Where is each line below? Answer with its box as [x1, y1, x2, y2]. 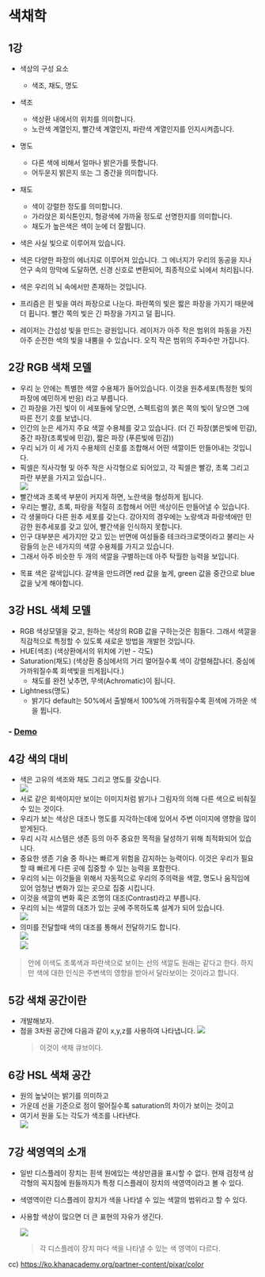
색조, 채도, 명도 [31, 81, 78, 90]
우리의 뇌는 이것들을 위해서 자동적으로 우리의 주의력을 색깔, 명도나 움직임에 [19, 873, 251, 883]
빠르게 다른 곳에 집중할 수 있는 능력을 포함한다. [36, 864, 180, 873]
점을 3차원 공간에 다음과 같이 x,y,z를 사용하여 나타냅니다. [19, 1026, 196, 1036]
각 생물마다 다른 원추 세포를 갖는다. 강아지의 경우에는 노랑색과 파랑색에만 [19, 512, 244, 521]
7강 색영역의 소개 [8, 1145, 87, 1159]
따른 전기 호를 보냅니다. [19, 413, 93, 423]
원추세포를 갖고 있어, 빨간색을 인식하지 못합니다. [34, 521, 183, 531]
